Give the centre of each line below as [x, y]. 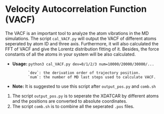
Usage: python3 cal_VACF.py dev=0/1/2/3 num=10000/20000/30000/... [83, 64]
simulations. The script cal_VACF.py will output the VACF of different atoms [81, 38]
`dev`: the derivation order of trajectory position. [84, 73]
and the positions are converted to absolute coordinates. [70, 101]
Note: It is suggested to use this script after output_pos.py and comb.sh [84, 86]
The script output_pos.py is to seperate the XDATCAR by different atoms [85, 96]
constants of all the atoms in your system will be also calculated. [70, 54]
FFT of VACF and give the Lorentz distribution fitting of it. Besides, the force [82, 49]
